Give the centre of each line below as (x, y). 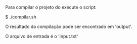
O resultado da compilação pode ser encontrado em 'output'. (69, 26)
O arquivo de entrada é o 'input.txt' (42, 36)
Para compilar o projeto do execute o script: (51, 7)
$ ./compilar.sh (21, 17)
